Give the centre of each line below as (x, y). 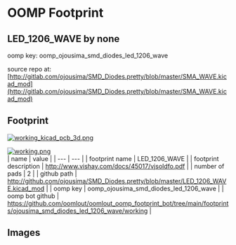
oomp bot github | (33, 196)
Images (24, 233)
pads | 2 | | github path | (42, 174)
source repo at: (29, 69)
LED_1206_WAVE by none (64, 39)
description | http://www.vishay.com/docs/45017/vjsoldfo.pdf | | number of (116, 166)
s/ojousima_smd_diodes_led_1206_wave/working (78, 211)
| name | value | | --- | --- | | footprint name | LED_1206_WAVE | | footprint (113, 158)
